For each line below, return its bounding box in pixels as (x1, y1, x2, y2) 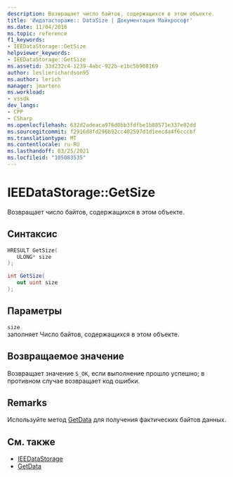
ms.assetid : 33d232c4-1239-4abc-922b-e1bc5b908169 (7, 63, 159, 70)
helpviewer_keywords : (7, 50, 71, 57)
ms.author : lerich (7, 75, 61, 83)
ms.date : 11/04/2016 (7, 23, 68, 30)
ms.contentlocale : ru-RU (7, 141, 80, 148)
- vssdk (7, 96, 30, 103)
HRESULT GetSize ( (7, 247, 58, 254)
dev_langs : (7, 102, 39, 109)
